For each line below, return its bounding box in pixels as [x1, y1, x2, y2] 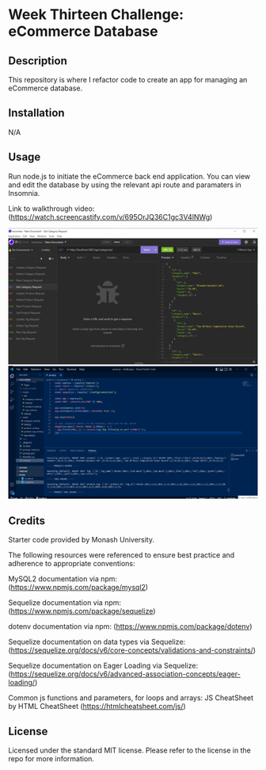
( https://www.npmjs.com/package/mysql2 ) [8, 583, 149, 592]
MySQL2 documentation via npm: [8, 574, 117, 584]
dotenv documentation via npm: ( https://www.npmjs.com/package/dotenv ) [8, 622, 253, 631]
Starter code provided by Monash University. [8, 535, 155, 545]
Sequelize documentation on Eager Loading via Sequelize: [8, 661, 199, 671]
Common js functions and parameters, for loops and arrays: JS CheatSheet [8, 693, 254, 703]
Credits [8, 514, 46, 527]
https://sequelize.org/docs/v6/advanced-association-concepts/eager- [10, 669, 241, 679]
